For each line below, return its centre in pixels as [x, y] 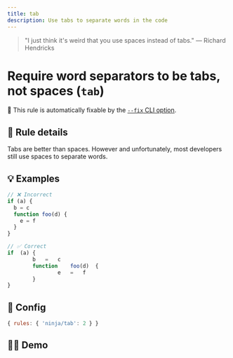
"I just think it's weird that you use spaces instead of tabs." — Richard [125, 40]
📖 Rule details [38, 132]
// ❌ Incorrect [30, 195]
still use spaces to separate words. [58, 157]
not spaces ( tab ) [56, 91]
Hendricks [39, 48]
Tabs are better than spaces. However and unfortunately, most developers [115, 149]
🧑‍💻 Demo [28, 345]
